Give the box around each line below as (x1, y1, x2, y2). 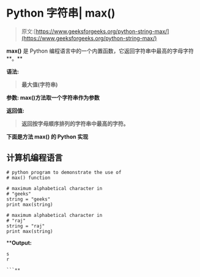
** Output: (6, 239, 32, 246)
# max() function (6, 175, 51, 181)
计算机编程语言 (6, 153, 63, 163)
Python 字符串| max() (6, 6, 116, 20)
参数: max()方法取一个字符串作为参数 (6, 94, 100, 101)
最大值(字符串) (21, 81, 58, 88)
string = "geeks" (6, 196, 51, 202)
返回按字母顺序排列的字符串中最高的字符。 (21, 120, 129, 127)
